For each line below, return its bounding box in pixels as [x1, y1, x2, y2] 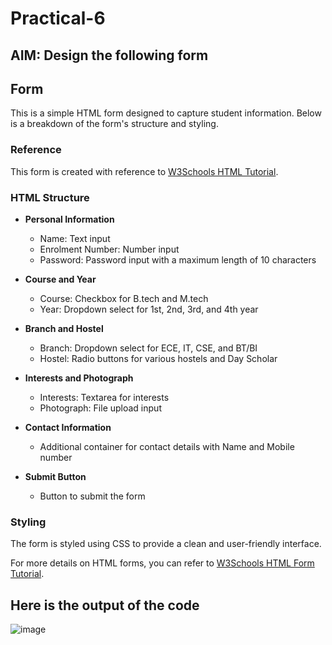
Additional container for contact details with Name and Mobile [39, 440, 295, 452]
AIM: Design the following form [10, 47, 209, 64]
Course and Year [24, 273, 97, 285]
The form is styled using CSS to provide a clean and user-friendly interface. [10, 538, 322, 550]
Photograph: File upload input [39, 402, 162, 414]
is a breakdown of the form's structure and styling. [10, 118, 219, 130]
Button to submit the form [39, 490, 146, 502]
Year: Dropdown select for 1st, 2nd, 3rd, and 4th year [39, 303, 259, 315]
